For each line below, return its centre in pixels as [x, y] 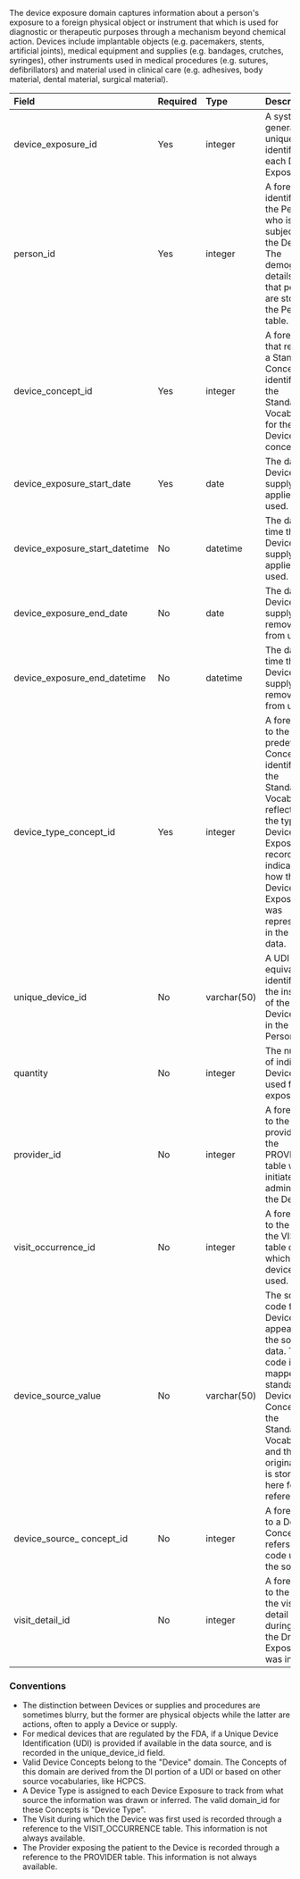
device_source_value [57, 1395]
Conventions [38, 1685]
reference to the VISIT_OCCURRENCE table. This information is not [145, 1829]
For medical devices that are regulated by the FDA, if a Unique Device [150, 1734]
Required [177, 101]
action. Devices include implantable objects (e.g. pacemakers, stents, [137, 41]
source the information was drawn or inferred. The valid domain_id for [151, 1800]
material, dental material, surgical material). [89, 79]
